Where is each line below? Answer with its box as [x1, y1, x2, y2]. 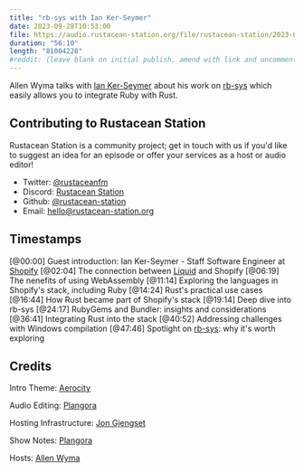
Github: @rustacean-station [22, 195, 127, 206]
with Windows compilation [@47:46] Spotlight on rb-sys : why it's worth [9, 323, 276, 334]
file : [9, 30, 30, 39]
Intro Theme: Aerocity [9, 382, 91, 393]
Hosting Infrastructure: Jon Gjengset [9, 418, 147, 429]
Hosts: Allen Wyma [9, 453, 81, 464]
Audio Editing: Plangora [9, 400, 97, 411]
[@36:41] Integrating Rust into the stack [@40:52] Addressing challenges [9, 313, 282, 324]
